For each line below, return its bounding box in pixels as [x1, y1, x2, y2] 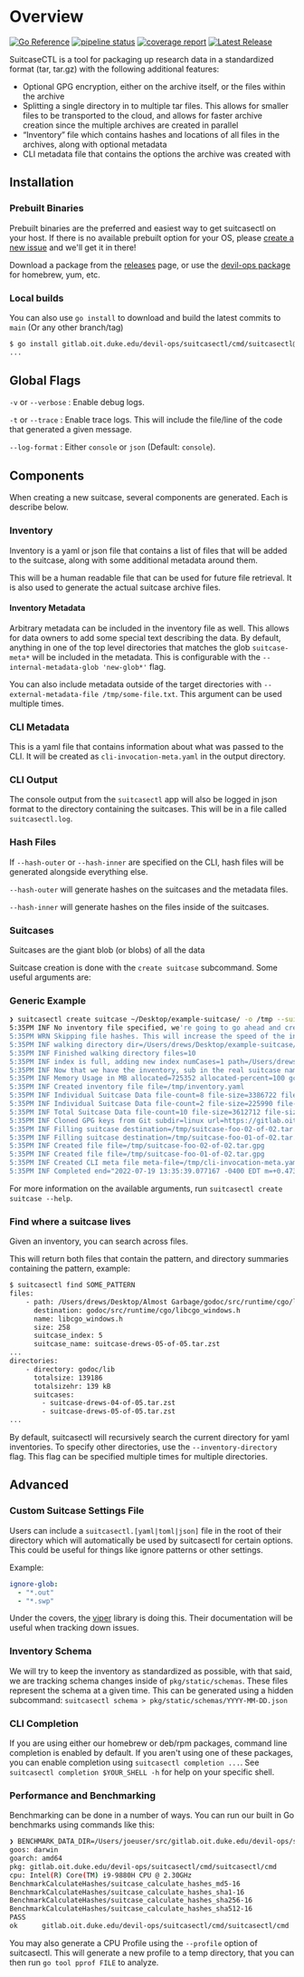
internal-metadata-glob [9, 663, 100, 672]
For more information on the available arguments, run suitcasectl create [9, 1183, 283, 1194]
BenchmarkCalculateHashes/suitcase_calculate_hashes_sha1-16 [9, 1887, 245, 1896]
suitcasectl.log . [9, 813, 73, 824]
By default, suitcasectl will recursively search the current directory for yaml [9, 1432, 290, 1443]
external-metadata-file [9, 690, 100, 699]
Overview [9, 6, 84, 27]
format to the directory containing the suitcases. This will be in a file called [9, 804, 287, 815]
